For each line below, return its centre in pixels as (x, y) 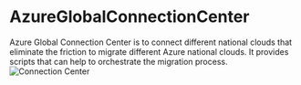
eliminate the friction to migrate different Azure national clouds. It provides (149, 51)
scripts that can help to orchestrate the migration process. (119, 61)
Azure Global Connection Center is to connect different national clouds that (151, 42)
